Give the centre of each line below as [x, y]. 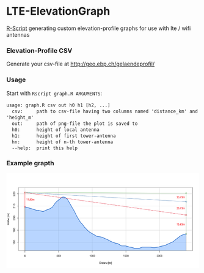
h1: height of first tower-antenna [64, 136]
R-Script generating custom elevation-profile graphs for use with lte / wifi [99, 28]
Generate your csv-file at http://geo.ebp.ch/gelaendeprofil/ [80, 64]
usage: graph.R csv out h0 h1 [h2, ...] [59, 105]
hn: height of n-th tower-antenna [63, 142]
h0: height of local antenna [56, 130]
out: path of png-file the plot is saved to [75, 124]
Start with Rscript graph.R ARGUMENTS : [54, 93]
